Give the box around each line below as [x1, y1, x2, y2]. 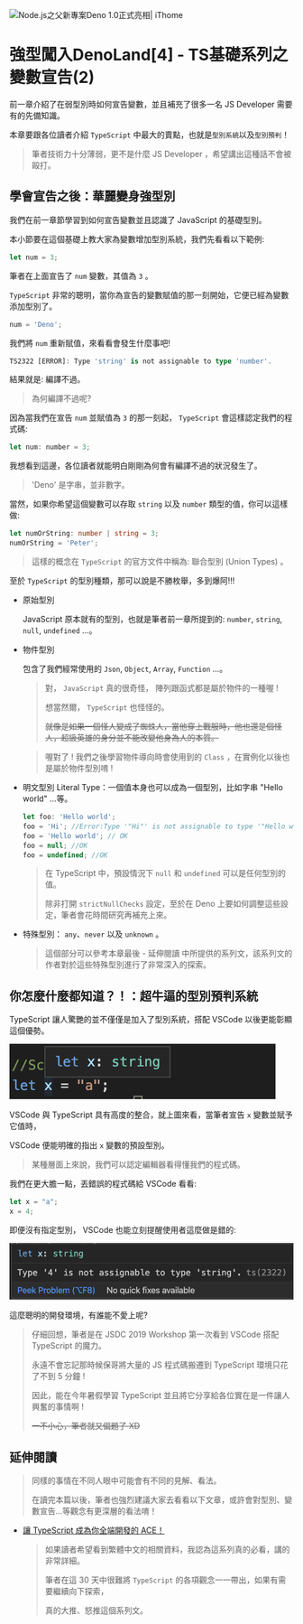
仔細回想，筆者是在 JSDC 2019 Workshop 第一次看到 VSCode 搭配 [31, 1329, 280, 1340]
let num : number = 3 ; [9, 443, 91, 452]
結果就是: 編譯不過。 [9, 374, 86, 385]
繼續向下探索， [52, 1586, 109, 1597]
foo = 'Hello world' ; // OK [22, 831, 128, 840]
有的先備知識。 [9, 109, 65, 121]
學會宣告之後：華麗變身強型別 [9, 189, 176, 204]
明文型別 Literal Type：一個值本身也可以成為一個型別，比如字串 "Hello [22, 782, 284, 792]
